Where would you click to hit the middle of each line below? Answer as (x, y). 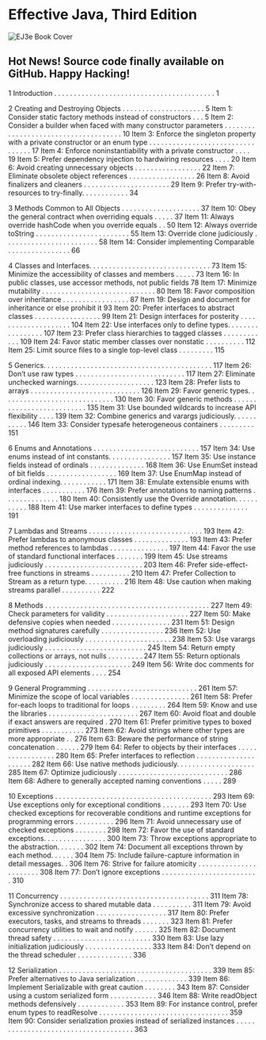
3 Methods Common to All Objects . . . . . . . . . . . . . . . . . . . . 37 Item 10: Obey (132, 208)
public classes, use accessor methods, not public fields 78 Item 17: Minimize (133, 282)
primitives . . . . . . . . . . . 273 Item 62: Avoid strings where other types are (127, 730)
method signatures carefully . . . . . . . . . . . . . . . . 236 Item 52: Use (115, 630)
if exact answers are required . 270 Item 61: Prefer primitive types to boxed (130, 721)
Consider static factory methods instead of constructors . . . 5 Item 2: (121, 117)
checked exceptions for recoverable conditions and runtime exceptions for (130, 813)
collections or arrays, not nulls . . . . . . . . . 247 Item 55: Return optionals (124, 655)
